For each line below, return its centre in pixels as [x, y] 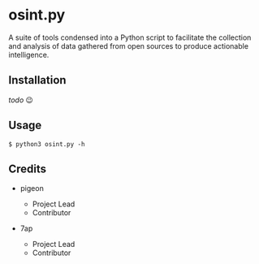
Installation [37, 80]
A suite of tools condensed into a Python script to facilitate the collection [130, 37]
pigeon [32, 188]
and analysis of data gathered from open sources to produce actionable [129, 45]
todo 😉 [21, 100]
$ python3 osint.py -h [47, 144]
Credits [28, 169]
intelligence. [29, 54]
